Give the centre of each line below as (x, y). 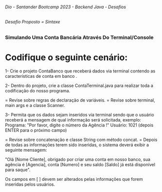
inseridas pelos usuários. (30, 184)
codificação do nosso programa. (38, 90)
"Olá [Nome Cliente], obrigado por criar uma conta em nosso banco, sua (78, 159)
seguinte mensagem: (26, 150)
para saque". (18, 170)
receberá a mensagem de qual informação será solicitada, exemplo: (73, 120)
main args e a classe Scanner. (35, 105)
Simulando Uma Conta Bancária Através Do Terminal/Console (80, 37)
